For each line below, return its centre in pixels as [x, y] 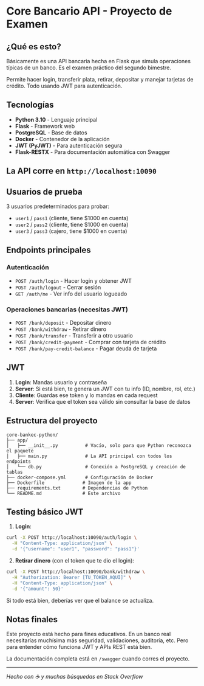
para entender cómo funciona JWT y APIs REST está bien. [79, 647]
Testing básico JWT [45, 512]
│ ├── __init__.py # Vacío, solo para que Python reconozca [99, 445]
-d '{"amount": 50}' [38, 589]
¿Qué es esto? [34, 47]
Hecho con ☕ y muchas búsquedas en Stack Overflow [75, 677]
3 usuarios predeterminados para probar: [58, 206]
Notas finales [32, 619]
